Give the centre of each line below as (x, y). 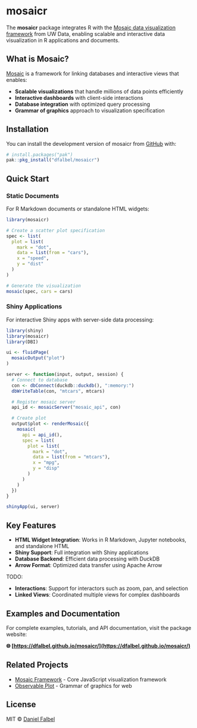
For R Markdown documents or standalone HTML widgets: (78, 209)
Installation (27, 129)
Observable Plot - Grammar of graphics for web (73, 686)
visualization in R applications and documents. (63, 40)
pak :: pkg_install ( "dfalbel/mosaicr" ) (53, 160)
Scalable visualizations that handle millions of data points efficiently (99, 91)
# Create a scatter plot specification (56, 230)
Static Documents (33, 195)
